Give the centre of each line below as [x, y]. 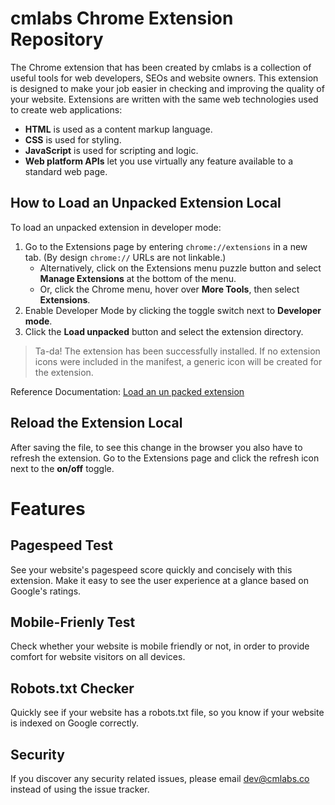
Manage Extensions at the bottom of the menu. [138, 278]
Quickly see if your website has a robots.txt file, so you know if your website [167, 713]
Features [48, 508]
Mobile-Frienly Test [73, 622]
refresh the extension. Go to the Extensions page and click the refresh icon [165, 458]
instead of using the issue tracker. [80, 789]
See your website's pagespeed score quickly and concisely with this [151, 569]
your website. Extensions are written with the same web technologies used [164, 99]
